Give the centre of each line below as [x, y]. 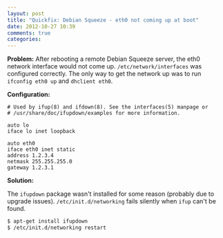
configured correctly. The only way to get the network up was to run [104, 74]
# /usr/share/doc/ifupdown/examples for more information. [94, 113]
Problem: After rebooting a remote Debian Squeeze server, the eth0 [104, 59]
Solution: [21, 181]
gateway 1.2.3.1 [30, 168]
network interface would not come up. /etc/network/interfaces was [105, 66]
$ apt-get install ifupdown [48, 221]
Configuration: [29, 95]
